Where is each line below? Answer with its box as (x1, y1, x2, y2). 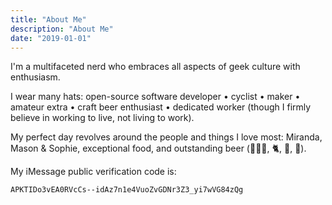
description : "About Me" (10, 24, 114, 34)
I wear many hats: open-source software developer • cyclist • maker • (10, 91, 301, 103)
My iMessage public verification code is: (10, 166, 177, 178)
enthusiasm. (10, 71, 61, 83)
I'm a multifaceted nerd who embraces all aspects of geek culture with (10, 61, 301, 73)
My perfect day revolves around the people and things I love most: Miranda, (10, 131, 323, 143)
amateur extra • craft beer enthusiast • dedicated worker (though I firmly (10, 101, 312, 113)
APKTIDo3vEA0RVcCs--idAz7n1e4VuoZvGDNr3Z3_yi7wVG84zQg (10, 185, 244, 195)
